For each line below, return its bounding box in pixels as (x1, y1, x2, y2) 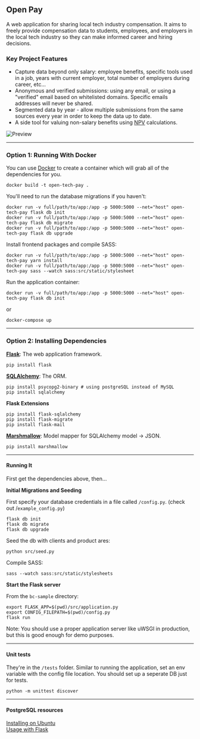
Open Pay (6, 5, 43, 15)
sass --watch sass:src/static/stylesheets (6, 570, 113, 577)
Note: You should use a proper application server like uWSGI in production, (6, 625, 190, 632)
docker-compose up (6, 318, 52, 324)
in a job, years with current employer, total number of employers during (14, 75, 190, 82)
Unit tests (6, 651, 31, 658)
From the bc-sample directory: (6, 592, 79, 599)
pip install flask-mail (6, 421, 65, 427)
